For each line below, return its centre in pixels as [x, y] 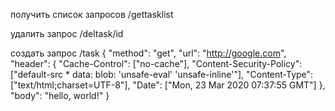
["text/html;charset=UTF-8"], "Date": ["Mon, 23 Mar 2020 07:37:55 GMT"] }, [168, 85]
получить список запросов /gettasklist [92, 14]
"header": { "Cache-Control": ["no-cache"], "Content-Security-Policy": [156, 63]
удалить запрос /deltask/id [67, 33]
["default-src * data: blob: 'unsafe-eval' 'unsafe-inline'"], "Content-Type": [162, 74]
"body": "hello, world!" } [60, 95]
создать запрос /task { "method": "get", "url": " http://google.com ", [148, 53]
